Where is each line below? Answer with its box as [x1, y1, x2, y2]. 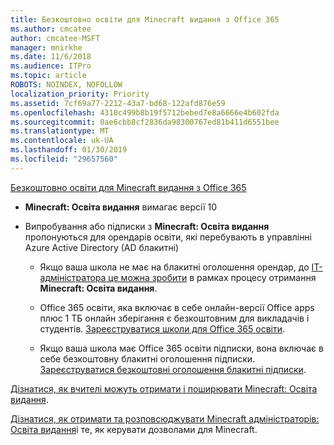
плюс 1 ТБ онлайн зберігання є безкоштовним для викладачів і [39, 312, 310, 324]
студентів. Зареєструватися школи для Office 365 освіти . [39, 322, 286, 335]
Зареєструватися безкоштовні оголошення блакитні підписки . [39, 363, 307, 375]
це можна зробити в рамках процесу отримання [108, 271, 317, 283]
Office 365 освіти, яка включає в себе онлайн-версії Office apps [39, 301, 315, 313]
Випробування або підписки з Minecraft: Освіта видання [24, 220, 270, 232]
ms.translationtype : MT [10, 126, 110, 136]
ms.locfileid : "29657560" [10, 154, 118, 164]
